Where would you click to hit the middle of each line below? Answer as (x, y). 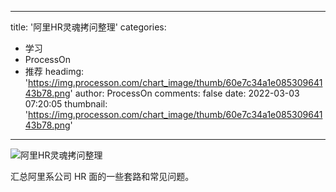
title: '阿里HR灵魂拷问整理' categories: (88, 27)
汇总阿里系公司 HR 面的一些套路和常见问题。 (102, 176)
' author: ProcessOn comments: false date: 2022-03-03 (184, 93)
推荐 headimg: (54, 71)
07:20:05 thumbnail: (66, 104)
